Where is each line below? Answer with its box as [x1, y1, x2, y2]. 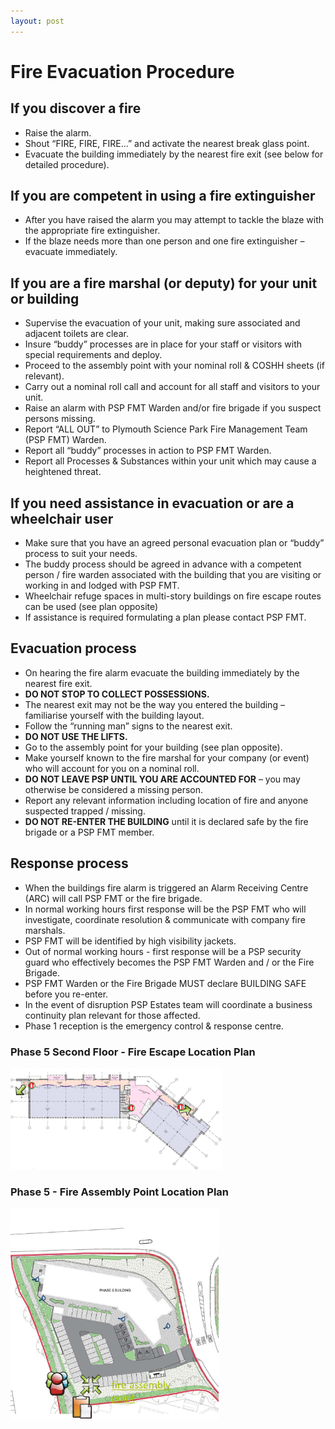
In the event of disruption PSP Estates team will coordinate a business [24, 998, 313, 1010]
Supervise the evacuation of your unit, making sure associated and [24, 317, 301, 329]
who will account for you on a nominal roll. [24, 762, 200, 774]
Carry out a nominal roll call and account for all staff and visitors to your [24, 381, 321, 393]
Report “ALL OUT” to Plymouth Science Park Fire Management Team [24, 423, 308, 435]
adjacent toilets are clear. [24, 328, 129, 340]
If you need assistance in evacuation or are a [10, 495, 295, 512]
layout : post [10, 16, 65, 26]
